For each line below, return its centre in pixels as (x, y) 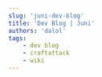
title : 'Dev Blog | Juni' (51, 23)
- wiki (34, 61)
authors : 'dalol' (37, 30)
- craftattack (46, 53)
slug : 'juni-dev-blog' (46, 16)
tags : (17, 38)
